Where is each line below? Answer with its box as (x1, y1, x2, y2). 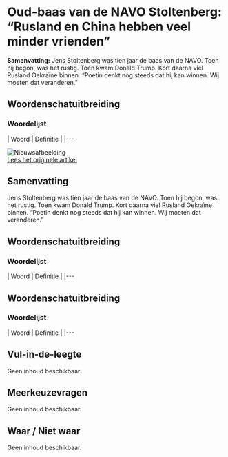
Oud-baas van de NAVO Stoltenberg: (7, 4, 222, 20)
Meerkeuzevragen (7, 387, 88, 399)
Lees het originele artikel (7, 155, 77, 164)
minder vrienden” (7, 34, 110, 49)
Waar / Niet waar (7, 425, 81, 437)
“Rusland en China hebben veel (7, 19, 191, 35)
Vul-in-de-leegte (7, 349, 82, 360)
